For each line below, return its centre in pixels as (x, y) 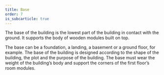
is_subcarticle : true (27, 19)
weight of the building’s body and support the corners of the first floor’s (77, 63)
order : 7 (14, 14)
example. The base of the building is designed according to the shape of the (82, 52)
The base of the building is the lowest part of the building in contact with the (82, 33)
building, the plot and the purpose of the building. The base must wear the (80, 58)
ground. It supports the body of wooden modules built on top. (67, 38)
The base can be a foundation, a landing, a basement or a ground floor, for (80, 48)
